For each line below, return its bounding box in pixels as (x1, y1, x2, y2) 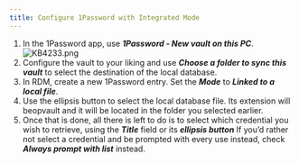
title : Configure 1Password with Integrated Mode (9, 13, 201, 23)
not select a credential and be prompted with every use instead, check (22, 133, 285, 144)
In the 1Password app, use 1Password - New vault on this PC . (22, 38, 255, 49)
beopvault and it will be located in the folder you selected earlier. (22, 104, 264, 115)
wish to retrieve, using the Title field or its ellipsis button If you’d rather (22, 123, 289, 135)
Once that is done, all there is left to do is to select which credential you (22, 114, 289, 125)
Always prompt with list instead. (22, 143, 146, 154)
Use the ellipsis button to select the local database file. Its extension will (22, 95, 291, 106)
